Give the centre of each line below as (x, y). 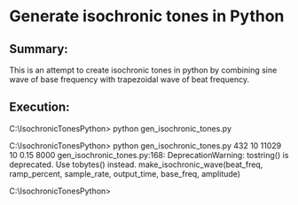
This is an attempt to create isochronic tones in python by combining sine (143, 70)
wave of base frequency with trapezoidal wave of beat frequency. (129, 80)
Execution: (39, 107)
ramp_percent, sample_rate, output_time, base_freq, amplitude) (125, 173)
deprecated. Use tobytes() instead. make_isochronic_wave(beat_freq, (136, 164)
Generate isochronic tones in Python (147, 16)
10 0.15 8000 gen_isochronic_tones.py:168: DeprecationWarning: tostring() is (149, 155)
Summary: (39, 49)
